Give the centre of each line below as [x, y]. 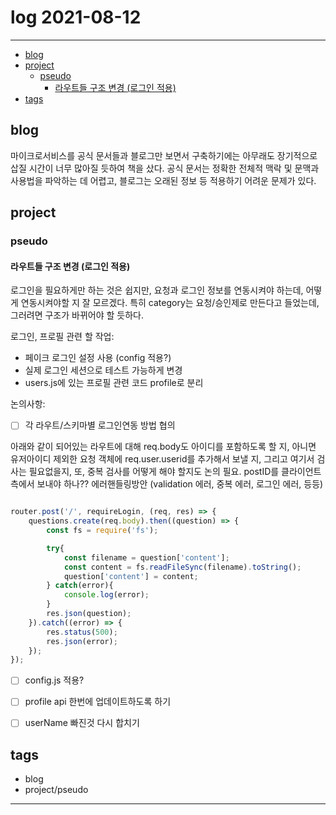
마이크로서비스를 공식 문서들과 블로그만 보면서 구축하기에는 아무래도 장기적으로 [164, 155]
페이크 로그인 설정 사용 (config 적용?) [98, 358]
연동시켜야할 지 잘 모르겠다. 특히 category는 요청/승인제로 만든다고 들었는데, [170, 303]
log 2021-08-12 [76, 17]
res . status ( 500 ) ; [82, 632]
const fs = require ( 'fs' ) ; [102, 531]
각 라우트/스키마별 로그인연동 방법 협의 [100, 425]
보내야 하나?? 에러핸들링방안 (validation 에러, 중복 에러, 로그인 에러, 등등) [180, 484]
